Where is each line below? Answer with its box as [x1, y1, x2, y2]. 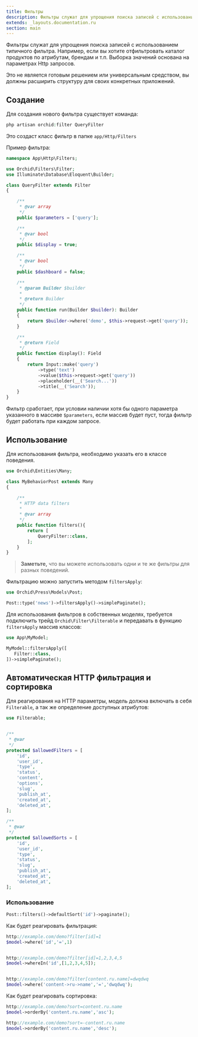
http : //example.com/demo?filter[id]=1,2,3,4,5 [6, 955, 123, 961]
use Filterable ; [6, 715, 46, 721]
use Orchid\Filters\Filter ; [6, 166, 75, 172]
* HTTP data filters [19, 500, 70, 506]
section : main [6, 25, 41, 31]
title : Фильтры [6, 8, 44, 15]
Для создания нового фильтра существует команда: [6, 110, 138, 118]
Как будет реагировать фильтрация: [6, 922, 98, 929]
